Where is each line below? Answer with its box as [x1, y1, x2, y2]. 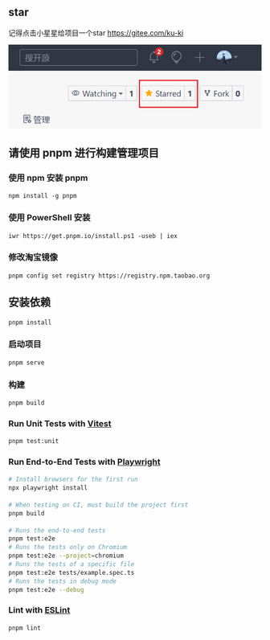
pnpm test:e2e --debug [8, 585, 84, 593]
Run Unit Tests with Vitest [8, 417, 112, 429]
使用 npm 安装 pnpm [8, 172, 88, 183]
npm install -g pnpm [8, 192, 78, 200]
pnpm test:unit [8, 437, 59, 445]
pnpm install [8, 318, 52, 326]
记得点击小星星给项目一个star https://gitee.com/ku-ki [8, 27, 184, 38]
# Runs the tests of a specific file [8, 560, 135, 568]
